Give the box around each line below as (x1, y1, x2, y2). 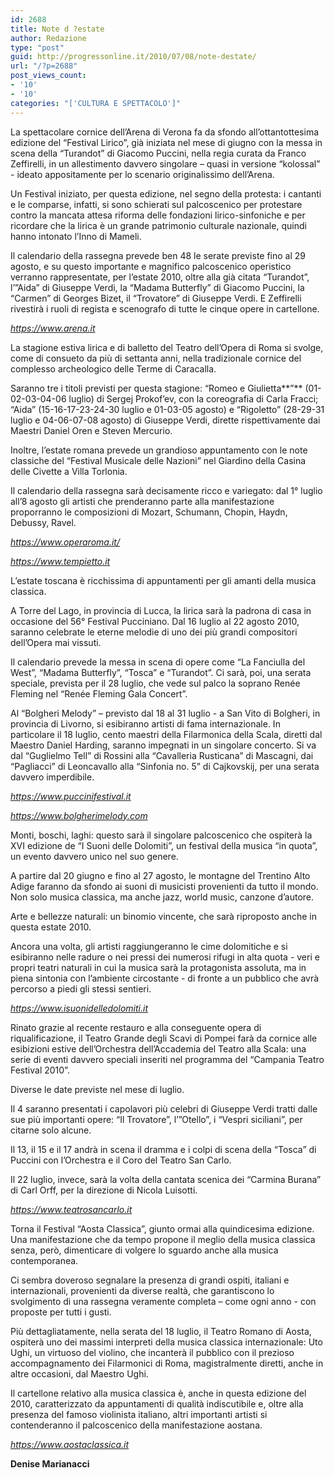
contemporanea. (10, 1254, 79, 1266)
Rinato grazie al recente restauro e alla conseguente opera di (10, 1021, 262, 1033)
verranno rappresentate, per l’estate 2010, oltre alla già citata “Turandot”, (10, 271, 310, 283)
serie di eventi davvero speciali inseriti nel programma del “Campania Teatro (10, 1053, 325, 1065)
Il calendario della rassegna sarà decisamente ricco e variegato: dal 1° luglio (10, 484, 323, 496)
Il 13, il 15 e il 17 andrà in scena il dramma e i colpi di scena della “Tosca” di (10, 1143, 317, 1155)
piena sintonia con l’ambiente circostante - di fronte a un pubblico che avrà (10, 972, 320, 984)
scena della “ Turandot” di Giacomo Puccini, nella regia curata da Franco (10, 147, 307, 159)
